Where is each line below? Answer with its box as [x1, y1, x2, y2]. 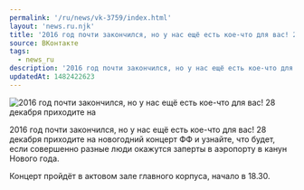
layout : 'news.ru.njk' [9, 22, 95, 31]
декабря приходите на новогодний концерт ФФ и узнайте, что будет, [9, 133, 276, 145]
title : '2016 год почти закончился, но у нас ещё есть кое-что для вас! [9, 30, 290, 39]
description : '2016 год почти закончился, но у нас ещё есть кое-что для [9, 64, 294, 73]
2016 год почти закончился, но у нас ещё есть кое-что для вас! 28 [9, 124, 267, 135]
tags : [9, 47, 30, 56]
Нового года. [9, 153, 61, 164]
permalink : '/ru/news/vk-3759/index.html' [9, 13, 172, 23]
